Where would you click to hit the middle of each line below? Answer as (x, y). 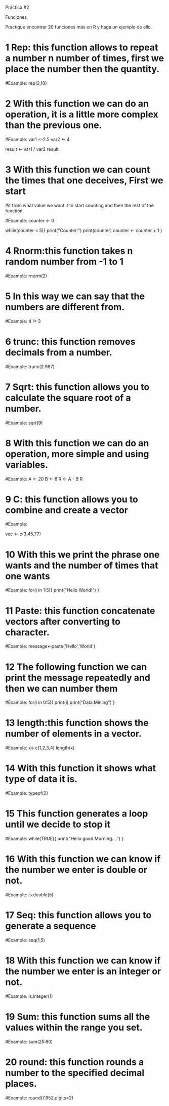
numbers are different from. (65, 307)
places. (21, 1084)
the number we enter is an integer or (83, 971)
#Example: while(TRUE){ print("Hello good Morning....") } (65, 839)
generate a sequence (51, 926)
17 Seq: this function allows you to (78, 915)
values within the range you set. (74, 1028)
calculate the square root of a (68, 398)
